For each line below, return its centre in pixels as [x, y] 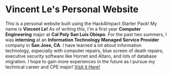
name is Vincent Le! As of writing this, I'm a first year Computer [73, 29]
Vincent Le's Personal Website [72, 9]
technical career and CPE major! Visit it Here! [53, 67]
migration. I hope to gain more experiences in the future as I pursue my [80, 61]
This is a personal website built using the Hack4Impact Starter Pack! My [81, 23]
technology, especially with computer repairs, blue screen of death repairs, [84, 51]
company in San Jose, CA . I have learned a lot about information [73, 45]
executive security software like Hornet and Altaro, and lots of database [81, 56]
